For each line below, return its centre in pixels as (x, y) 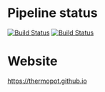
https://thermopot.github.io (47, 81)
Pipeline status (52, 13)
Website (32, 61)
